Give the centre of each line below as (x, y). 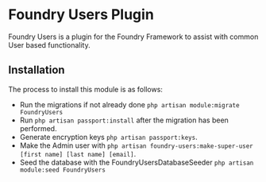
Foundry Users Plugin (81, 15)
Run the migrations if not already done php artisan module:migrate (129, 104)
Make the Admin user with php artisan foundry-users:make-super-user (137, 145)
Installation (37, 70)
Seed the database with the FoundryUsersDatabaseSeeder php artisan (137, 162)
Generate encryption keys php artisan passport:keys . (108, 137)
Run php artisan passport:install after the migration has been (124, 120)
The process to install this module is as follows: (85, 89)
